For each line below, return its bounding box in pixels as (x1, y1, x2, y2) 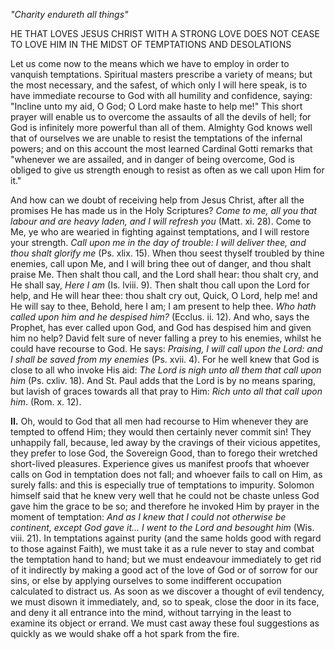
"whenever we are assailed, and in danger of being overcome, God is (10, 154, 296, 165)
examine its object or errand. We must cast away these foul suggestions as (10, 617, 320, 629)
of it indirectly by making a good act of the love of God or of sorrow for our (10, 564, 319, 576)
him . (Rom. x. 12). (10, 396, 82, 408)
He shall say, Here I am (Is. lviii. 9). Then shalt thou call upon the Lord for (10, 279, 310, 291)
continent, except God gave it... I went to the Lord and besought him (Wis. (10, 522, 315, 533)
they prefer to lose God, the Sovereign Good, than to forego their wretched (10, 447, 318, 459)
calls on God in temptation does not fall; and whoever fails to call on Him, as (10, 469, 323, 480)
